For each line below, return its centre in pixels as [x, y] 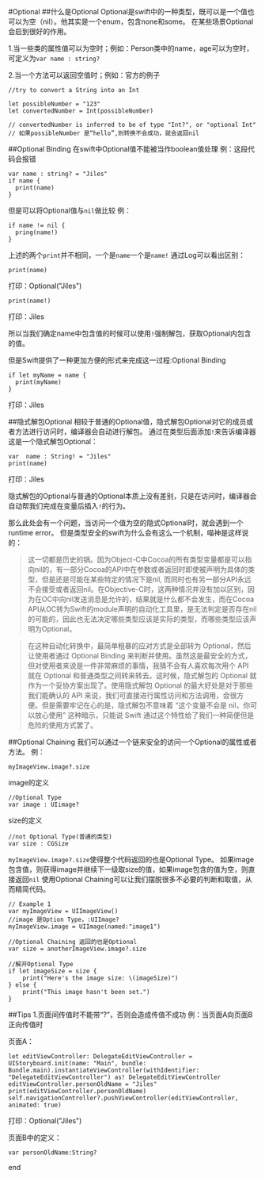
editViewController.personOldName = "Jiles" [83, 1084]
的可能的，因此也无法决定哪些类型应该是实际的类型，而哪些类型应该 [138, 619]
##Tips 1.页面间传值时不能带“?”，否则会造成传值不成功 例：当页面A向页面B [131, 1015]
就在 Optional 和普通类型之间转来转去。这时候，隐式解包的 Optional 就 [142, 675]
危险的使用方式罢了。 [62, 725]
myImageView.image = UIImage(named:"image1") [84, 927]
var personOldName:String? [53, 1153]
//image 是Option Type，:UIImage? [64, 919]
